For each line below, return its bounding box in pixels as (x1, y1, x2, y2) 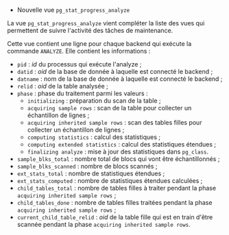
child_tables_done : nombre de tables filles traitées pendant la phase (16, 199, 213, 206)
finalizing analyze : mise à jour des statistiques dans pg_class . (27, 147, 209, 156)
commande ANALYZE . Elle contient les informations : (7, 47, 151, 55)
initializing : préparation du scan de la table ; (27, 97, 161, 105)
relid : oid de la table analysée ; (16, 82, 108, 90)
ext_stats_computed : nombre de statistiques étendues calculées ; (16, 177, 203, 184)
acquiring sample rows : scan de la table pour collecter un (27, 104, 192, 112)
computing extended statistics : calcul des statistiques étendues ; (27, 140, 217, 148)
